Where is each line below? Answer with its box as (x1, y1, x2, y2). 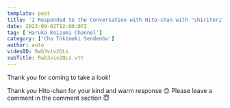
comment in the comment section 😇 (7, 94, 110, 102)
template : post (7, 10, 51, 17)
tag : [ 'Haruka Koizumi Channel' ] (7, 29, 103, 36)
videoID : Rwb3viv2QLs (7, 49, 69, 55)
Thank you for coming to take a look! (7, 73, 111, 81)
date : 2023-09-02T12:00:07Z (7, 23, 88, 29)
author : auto (7, 42, 44, 49)
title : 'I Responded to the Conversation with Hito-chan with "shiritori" (7, 16, 225, 23)
